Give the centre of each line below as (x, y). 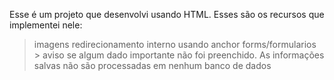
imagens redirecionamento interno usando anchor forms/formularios (175, 44)
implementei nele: (46, 25)
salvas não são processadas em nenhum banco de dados (152, 65)
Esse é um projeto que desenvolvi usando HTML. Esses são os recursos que (167, 14)
